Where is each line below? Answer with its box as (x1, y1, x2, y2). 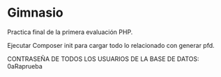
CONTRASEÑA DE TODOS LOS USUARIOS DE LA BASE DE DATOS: (7, 54, 199, 63)
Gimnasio (7, 5, 64, 21)
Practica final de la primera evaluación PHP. (7, 28, 133, 36)
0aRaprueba (7, 62, 43, 70)
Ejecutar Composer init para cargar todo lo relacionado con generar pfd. (7, 41, 215, 49)
